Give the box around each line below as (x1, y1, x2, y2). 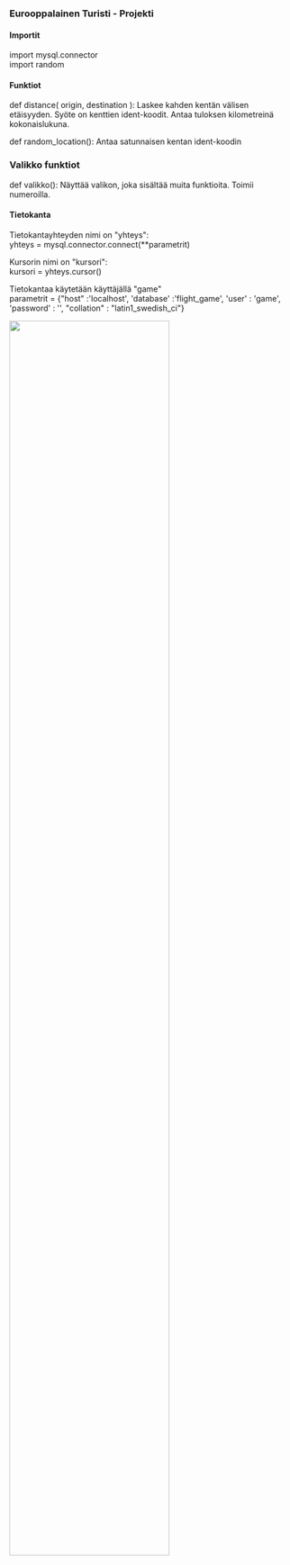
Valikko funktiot (9, 158, 80, 171)
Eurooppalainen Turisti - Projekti (9, 7, 155, 20)
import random (9, 59, 65, 70)
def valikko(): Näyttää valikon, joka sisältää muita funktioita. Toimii (9, 179, 254, 190)
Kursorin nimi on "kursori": (9, 256, 108, 267)
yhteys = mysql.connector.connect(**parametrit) (9, 239, 191, 249)
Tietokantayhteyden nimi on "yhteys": (9, 229, 150, 240)
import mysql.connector (9, 50, 99, 60)
